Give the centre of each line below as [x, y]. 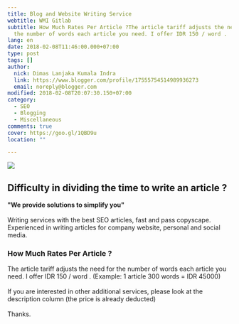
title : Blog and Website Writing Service [70, 14]
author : [19, 67]
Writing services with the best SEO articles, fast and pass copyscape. [109, 220]
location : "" [27, 139]
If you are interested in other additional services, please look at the [105, 291]
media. [17, 235]
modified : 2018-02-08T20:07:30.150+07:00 [70, 93]
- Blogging [30, 113]
